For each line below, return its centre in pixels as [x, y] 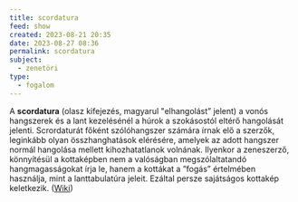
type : [19, 77]
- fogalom [36, 85]
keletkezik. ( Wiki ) [42, 188]
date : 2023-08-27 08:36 [54, 43]
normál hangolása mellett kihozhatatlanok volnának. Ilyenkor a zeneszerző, [149, 149]
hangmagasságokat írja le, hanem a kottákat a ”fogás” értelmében [133, 168]
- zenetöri [38, 69]
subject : [26, 60]
